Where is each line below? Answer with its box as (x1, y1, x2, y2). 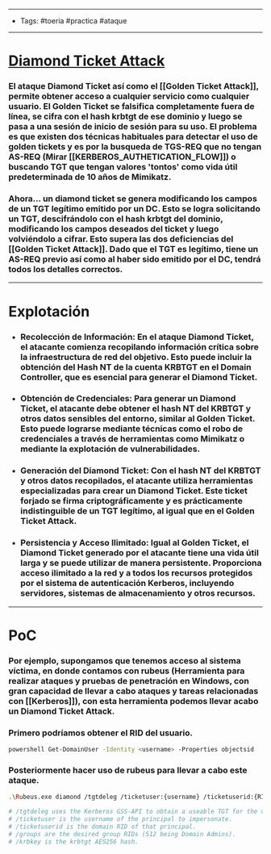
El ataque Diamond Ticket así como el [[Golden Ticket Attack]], (8, 81, 260, 92)
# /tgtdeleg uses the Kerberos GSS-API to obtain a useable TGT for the (8, 808, 258, 816)
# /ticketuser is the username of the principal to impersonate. (8, 814, 232, 823)
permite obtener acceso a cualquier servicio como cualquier (8, 90, 250, 102)
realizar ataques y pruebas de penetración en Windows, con (8, 675, 250, 686)
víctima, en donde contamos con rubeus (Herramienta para (8, 665, 245, 676)
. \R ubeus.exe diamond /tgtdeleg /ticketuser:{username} (8, 793, 200, 802)
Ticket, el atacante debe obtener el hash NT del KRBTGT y (19, 403, 252, 414)
